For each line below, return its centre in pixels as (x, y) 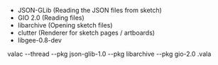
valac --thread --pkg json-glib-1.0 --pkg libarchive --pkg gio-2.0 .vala (109, 54)
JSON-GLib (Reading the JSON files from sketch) (89, 10)
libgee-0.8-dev (40, 40)
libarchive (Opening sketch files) (65, 25)
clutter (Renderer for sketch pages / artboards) (86, 32)
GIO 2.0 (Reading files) (51, 18)
